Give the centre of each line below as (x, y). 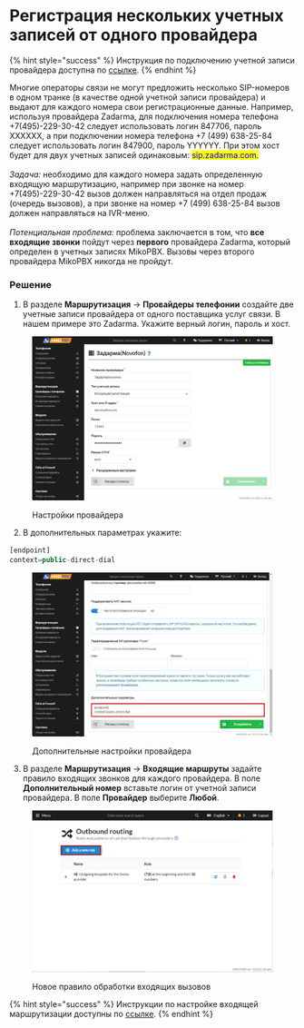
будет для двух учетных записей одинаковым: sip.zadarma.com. (134, 154)
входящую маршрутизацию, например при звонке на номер (127, 183)
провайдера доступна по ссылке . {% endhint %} (103, 70)
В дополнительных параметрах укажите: (102, 533)
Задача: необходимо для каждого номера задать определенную (136, 174)
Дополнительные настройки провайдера (112, 751)
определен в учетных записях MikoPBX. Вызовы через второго (132, 252)
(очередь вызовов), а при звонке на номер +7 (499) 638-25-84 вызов (145, 203)
